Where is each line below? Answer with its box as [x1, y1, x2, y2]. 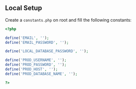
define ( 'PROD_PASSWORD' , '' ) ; [5, 62, 67, 67]
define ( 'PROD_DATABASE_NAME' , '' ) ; [5, 71, 78, 76]
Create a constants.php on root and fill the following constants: [5, 17, 132, 23]
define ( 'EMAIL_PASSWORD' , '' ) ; [5, 40, 69, 45]
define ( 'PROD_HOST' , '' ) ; [5, 67, 58, 72]
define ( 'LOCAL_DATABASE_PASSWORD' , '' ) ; [5, 49, 89, 54]
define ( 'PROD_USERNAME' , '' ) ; [5, 58, 67, 63]
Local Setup [5, 4, 43, 12]
